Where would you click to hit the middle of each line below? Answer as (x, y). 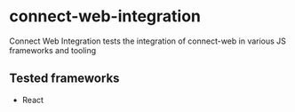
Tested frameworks (64, 79)
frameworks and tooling (53, 50)
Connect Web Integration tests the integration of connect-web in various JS (148, 41)
